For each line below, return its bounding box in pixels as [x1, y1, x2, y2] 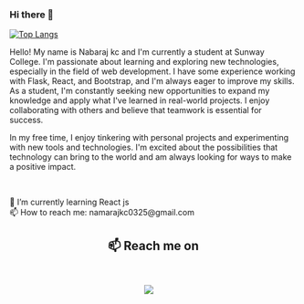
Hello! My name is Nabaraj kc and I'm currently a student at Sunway [9, 47, 265, 58]
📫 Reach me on [108, 237, 199, 254]
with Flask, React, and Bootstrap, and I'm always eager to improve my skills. [9, 76, 295, 87]
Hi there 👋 [9, 8, 55, 21]
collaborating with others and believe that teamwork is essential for [9, 105, 262, 116]
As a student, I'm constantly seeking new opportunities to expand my [9, 86, 270, 97]
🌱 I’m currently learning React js [9, 196, 130, 208]
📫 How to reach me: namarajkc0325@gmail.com [9, 207, 194, 218]
